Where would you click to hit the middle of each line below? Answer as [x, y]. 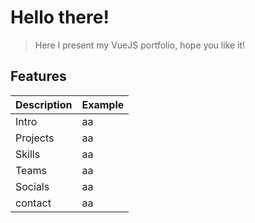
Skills [28, 154]
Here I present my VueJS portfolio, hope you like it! [139, 45]
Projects [35, 138]
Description [44, 104]
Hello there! [60, 17]
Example [103, 104]
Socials [32, 186]
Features [38, 76]
